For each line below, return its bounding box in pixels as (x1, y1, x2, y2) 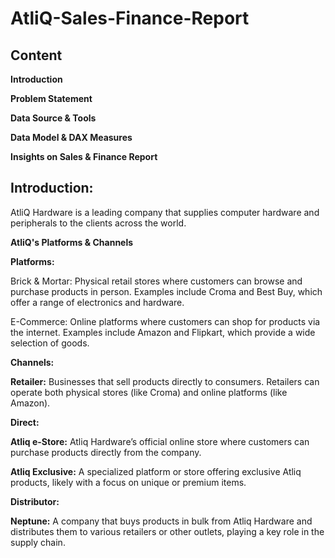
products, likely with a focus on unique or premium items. (10, 476, 247, 488)
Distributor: (10, 495, 60, 507)
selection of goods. (10, 337, 90, 349)
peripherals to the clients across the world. (10, 217, 187, 229)
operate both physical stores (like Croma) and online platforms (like (10, 386, 288, 398)
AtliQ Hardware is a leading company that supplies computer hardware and (10, 206, 320, 218)
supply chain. (10, 536, 66, 548)
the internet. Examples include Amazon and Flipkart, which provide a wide (10, 326, 316, 338)
